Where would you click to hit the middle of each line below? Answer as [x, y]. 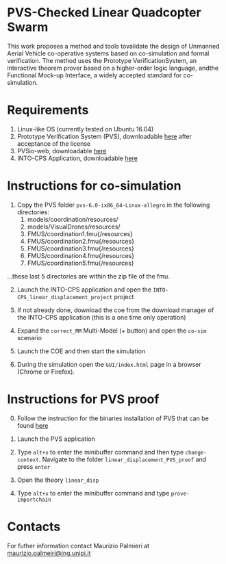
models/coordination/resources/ [73, 219]
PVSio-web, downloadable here [62, 151]
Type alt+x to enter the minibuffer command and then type [100, 452]
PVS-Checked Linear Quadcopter [104, 13]
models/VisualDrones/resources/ [74, 227]
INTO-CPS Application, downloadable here [77, 158]
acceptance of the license [54, 143]
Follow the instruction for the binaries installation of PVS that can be [113, 418]
